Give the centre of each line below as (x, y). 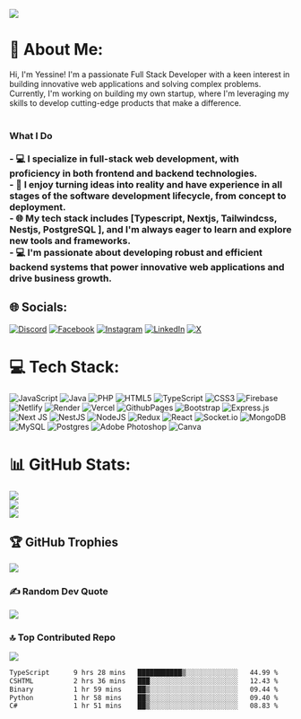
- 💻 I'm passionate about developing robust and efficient (136, 252)
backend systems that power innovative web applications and (147, 267)
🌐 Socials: (39, 307)
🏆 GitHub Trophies (64, 542)
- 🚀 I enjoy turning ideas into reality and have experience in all (146, 184)
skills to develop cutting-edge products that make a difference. (125, 102)
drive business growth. (60, 278)
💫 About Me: (56, 50)
